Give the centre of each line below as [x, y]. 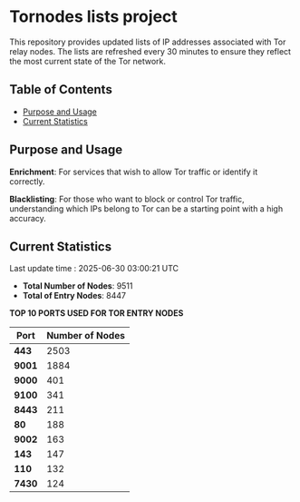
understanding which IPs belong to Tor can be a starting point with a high [146, 208]
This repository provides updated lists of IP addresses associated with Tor [148, 42]
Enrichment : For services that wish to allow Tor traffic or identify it [134, 172]
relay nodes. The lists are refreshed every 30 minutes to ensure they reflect [150, 51]
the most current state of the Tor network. [87, 61]
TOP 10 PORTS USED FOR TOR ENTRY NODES [97, 313]
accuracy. [28, 218]
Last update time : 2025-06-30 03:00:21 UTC [94, 269]
